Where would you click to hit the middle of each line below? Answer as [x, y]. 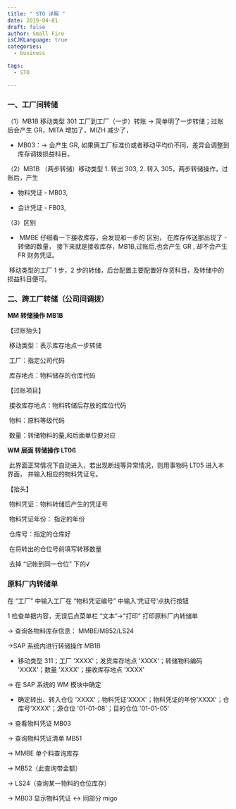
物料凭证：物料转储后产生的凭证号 [58, 504]
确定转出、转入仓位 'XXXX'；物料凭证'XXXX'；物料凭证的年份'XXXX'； [120, 699]
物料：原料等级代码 [37, 421]
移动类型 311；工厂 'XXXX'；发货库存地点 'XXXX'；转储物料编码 [110, 660]
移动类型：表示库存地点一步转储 [55, 345]
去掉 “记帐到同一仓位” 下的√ [49, 564]
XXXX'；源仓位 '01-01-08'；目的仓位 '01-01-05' [100, 708]
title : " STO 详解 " [36, 14]
